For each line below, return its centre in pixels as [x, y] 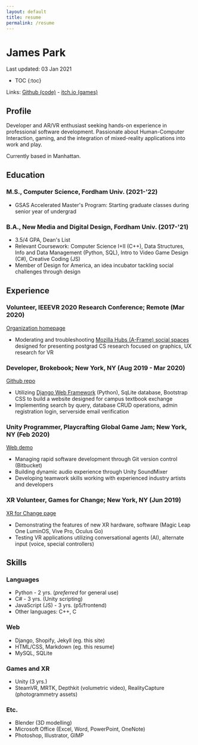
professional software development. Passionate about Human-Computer [95, 132]
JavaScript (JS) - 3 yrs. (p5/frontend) [61, 606]
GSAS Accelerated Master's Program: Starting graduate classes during [102, 205]
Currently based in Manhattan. [44, 156]
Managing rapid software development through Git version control [96, 459]
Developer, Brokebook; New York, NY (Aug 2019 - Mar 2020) [96, 367]
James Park [36, 52]
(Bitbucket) [29, 466]
